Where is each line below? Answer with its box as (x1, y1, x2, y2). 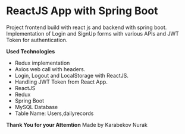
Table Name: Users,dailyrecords (14, 110, 94, 117)
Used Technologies (6, 47, 55, 55)
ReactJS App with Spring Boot (6, 4, 158, 18)
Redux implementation (14, 59, 70, 66)
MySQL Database (14, 103, 58, 110)
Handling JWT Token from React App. (14, 78, 108, 85)
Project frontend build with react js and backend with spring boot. (6, 24, 167, 31)
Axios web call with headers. (14, 65, 86, 72)
